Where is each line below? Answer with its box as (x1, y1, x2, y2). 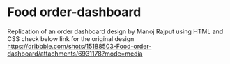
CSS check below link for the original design (7, 34, 135, 42)
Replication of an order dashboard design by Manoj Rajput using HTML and (7, 27, 224, 35)
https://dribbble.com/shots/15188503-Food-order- (7, 42, 152, 50)
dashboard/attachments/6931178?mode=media (7, 49, 143, 58)
